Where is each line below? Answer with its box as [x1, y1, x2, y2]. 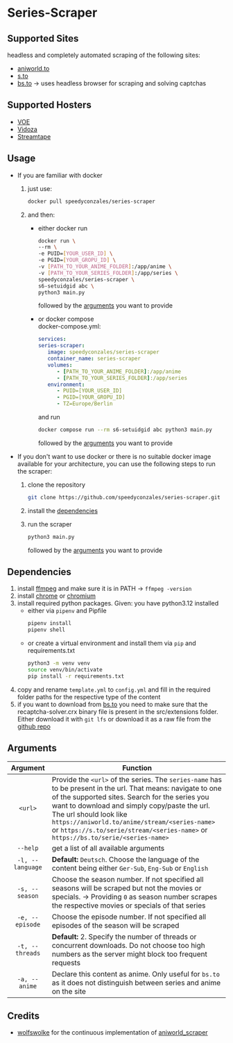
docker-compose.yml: [37, 322, 101, 331]
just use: [27, 184, 53, 192]
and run [37, 413, 60, 421]
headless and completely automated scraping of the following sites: [7, 51, 201, 59]
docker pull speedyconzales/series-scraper [27, 198, 156, 205]
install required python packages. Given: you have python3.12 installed [17, 599, 219, 608]
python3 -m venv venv [27, 660, 90, 667]
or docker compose [37, 315, 94, 324]
